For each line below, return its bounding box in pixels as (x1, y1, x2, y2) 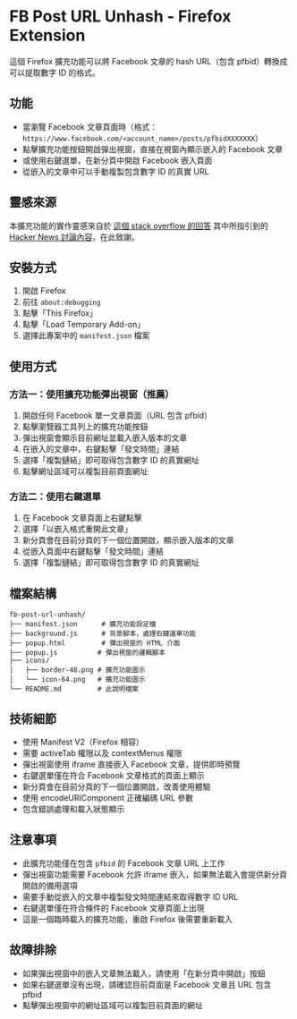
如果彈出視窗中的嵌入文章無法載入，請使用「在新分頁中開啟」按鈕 (21, 968, 266, 979)
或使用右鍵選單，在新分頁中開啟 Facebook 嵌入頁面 (21, 155, 213, 166)
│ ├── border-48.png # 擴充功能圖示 (9, 666, 146, 675)
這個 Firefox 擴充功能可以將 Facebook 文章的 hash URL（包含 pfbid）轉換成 (9, 55, 288, 66)
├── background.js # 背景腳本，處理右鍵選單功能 (9, 629, 197, 639)
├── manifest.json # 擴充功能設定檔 (9, 620, 157, 629)
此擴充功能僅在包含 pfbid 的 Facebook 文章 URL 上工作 (21, 857, 225, 869)
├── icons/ (9, 656, 50, 666)
